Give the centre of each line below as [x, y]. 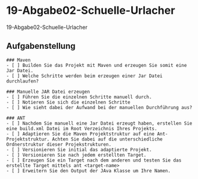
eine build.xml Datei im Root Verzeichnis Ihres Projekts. [82, 128]
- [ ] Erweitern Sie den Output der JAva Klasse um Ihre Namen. [88, 171]
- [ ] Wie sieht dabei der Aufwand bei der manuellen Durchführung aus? [99, 107]
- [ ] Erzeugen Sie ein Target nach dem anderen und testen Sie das [94, 160]
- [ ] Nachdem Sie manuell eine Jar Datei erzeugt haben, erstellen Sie [99, 123]
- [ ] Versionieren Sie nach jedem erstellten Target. [76, 155]
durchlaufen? [23, 81]
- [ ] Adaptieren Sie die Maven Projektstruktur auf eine [80, 134]
